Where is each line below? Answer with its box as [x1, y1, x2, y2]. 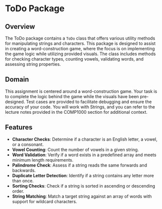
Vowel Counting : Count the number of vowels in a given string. [12, 146, 139, 152]
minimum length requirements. [12, 157, 74, 163]
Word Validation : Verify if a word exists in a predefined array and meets [12, 152, 157, 158]
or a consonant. [12, 141, 44, 147]
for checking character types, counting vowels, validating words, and [5, 56, 144, 62]
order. [12, 188, 24, 194]
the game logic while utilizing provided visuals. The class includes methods [5, 51, 156, 57]
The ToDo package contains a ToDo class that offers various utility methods [5, 35, 156, 41]
